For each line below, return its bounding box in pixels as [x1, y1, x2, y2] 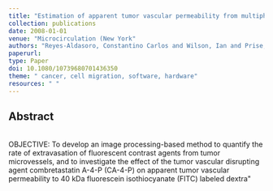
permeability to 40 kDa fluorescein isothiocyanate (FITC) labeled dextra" [8, 174, 252, 184]
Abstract [8, 109, 54, 123]
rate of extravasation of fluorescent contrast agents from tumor [8, 148, 221, 158]
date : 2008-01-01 [8, 27, 67, 35]
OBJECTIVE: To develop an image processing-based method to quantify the [8, 139, 263, 150]
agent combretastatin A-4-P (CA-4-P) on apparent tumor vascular [8, 165, 230, 175]
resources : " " [8, 79, 60, 87]
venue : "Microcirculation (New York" [8, 34, 136, 43]
